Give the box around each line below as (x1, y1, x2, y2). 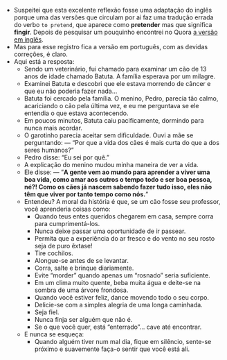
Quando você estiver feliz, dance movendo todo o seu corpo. (34, 293, 210, 301)
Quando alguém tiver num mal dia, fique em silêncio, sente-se (34, 338, 212, 345)
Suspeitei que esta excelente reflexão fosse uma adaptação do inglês (13, 6, 212, 14)
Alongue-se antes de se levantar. (34, 257, 129, 264)
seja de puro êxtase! (34, 242, 93, 250)
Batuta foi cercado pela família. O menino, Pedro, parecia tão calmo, (24, 94, 219, 103)
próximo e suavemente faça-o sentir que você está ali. (34, 345, 190, 353)
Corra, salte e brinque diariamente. (34, 264, 134, 272)
